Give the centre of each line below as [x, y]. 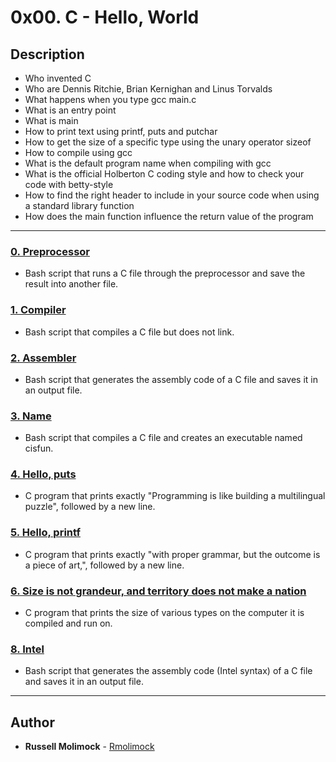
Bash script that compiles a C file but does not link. [129, 332]
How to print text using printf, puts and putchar [121, 131]
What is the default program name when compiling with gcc [148, 163]
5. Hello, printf [45, 533]
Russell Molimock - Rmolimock [89, 747]
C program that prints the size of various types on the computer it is [164, 613]
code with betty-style [69, 184]
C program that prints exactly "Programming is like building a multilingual [175, 496]
